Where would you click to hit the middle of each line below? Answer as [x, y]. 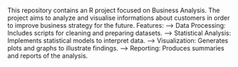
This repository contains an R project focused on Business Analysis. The [114, 10]
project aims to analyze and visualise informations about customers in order [119, 18]
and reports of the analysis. [48, 56]
